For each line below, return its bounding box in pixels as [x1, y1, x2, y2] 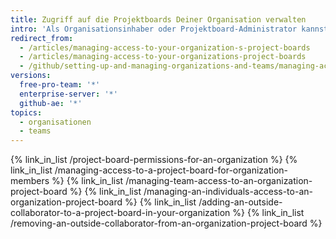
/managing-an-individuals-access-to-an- [143, 186, 313, 198]
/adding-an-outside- [198, 196, 283, 208]
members [10, 175, 50, 187]
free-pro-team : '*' [19, 80, 101, 90]
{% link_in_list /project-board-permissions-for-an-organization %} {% [10, 154, 298, 166]
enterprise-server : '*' [19, 89, 118, 99]
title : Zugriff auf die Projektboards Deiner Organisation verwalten [10, 14, 307, 25]
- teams [19, 126, 52, 136]
